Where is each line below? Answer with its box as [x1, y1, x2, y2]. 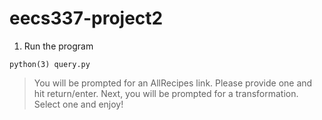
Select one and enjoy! [33, 98, 124, 110]
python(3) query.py [9, 59, 91, 69]
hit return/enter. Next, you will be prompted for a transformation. [33, 87, 299, 99]
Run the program [23, 40, 94, 52]
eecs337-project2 [9, 7, 164, 30]
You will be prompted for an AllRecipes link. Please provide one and [33, 77, 313, 89]
